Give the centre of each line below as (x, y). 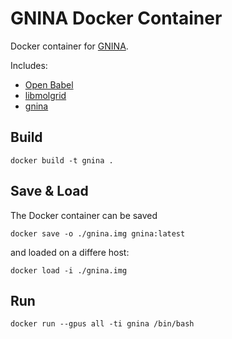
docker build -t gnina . (62, 160)
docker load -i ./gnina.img (69, 270)
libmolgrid (45, 95)
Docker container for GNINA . (69, 46)
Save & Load (49, 191)
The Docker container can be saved (84, 215)
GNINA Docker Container (116, 18)
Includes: (29, 65)
